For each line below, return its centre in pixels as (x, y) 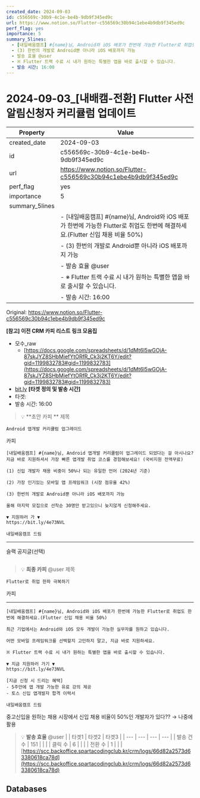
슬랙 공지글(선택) (26, 551)
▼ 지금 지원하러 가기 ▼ (31, 664)
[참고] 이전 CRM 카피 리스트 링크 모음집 (51, 331)
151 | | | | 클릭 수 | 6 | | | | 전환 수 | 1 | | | (76, 744)
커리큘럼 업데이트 (96, 113)
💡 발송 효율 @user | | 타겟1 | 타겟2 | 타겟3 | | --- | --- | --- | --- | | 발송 (104, 737)
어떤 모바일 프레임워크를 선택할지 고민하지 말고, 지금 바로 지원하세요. (81, 641)
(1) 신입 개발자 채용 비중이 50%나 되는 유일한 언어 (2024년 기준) (78, 471)
